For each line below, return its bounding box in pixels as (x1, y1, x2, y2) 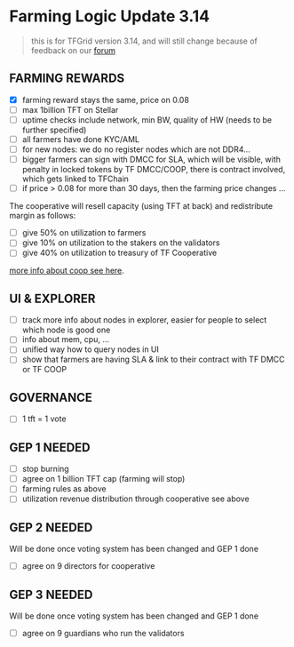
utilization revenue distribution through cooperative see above (21, 493, 250, 504)
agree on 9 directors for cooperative (21, 561, 155, 571)
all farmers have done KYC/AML (21, 133, 140, 144)
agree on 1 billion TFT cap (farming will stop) (21, 474, 186, 484)
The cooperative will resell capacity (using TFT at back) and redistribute (9, 201, 274, 212)
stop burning (21, 464, 69, 475)
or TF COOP (21, 364, 68, 375)
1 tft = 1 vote (21, 413, 67, 424)
